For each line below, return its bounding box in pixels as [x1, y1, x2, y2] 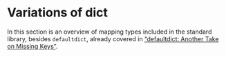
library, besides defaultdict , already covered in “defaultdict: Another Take [7, 34, 219, 43]
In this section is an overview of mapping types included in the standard [7, 27, 212, 36]
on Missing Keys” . [7, 42, 58, 50]
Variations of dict [7, 5, 109, 21]
